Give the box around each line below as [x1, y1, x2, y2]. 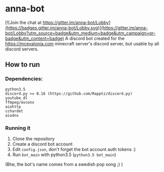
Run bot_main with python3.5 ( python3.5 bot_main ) [12, 152, 116, 158]
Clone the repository [12, 136, 55, 142]
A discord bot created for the [65, 35, 125, 41]
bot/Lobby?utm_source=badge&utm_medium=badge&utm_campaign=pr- [5, 30, 156, 36]
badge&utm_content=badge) [5, 35, 64, 41]
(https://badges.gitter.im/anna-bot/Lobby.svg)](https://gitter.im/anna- [5, 24, 148, 30]
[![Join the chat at [5, 19, 42, 25]
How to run [5, 60, 40, 69]
